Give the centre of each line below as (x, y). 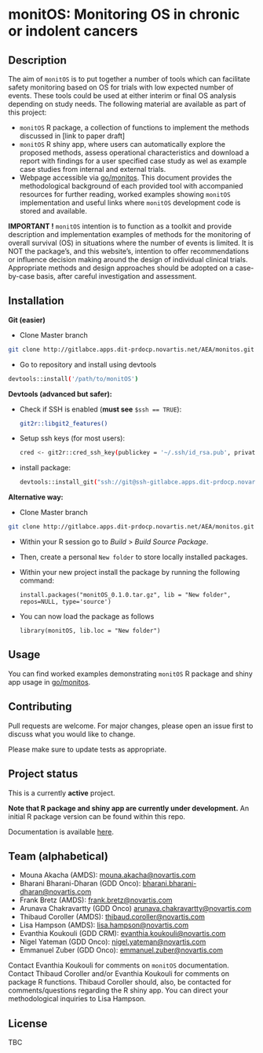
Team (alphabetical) (58, 856)
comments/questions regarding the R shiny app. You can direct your (119, 990)
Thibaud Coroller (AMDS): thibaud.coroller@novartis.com (112, 917)
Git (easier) (27, 320)
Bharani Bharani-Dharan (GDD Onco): (80, 883)
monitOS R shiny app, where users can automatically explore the (122, 144)
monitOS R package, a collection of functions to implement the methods (134, 128)
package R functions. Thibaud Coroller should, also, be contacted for (120, 982)
